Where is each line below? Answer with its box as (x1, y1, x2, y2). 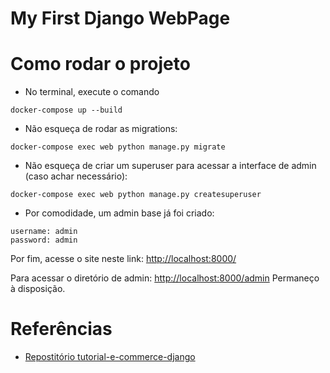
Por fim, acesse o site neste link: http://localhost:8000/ (10, 253, 237, 265)
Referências (10, 318, 113, 341)
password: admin (10, 235, 78, 246)
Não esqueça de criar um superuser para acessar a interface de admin (24, 160, 317, 172)
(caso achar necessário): (24, 170, 128, 182)
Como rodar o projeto (10, 53, 191, 76)
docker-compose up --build (10, 105, 123, 116)
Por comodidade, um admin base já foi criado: (24, 207, 215, 219)
